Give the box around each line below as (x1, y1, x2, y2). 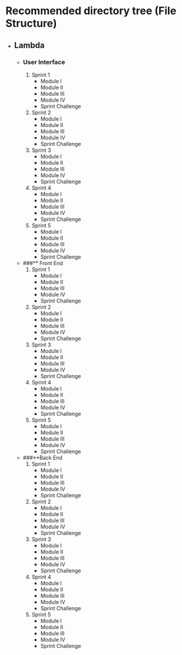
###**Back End (22, 454, 63, 461)
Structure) (5, 17, 57, 30)
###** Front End (22, 259, 63, 266)
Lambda (14, 40, 45, 50)
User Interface (22, 58, 65, 66)
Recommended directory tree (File (5, 4, 177, 18)
